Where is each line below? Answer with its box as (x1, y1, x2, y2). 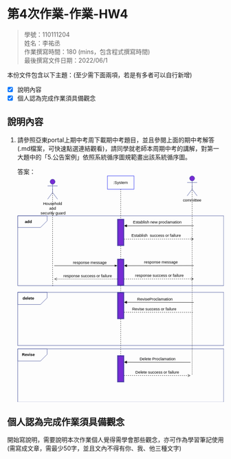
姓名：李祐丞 (23, 39, 60, 47)
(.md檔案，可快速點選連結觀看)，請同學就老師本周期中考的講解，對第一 (16, 144, 219, 152)
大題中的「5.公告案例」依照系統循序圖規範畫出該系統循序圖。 (16, 153, 191, 161)
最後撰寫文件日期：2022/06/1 (23, 56, 108, 64)
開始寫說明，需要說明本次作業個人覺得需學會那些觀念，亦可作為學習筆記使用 (7, 436, 224, 444)
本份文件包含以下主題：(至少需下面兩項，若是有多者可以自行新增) (7, 70, 192, 79)
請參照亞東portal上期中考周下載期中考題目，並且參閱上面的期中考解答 (16, 136, 215, 144)
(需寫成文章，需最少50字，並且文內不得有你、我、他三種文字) (7, 445, 182, 453)
